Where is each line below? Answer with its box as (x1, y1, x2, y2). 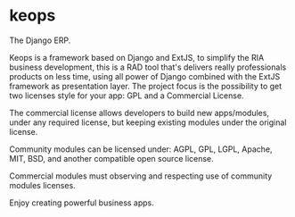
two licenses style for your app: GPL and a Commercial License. (9, 90, 244, 101)
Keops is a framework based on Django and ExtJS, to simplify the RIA (9, 52, 265, 63)
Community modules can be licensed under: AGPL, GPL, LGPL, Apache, (9, 144, 274, 154)
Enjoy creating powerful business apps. (9, 197, 154, 208)
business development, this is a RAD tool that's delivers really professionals (9, 62, 287, 72)
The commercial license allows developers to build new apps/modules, (9, 107, 270, 118)
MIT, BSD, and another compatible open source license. (9, 153, 214, 163)
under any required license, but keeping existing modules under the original (9, 117, 287, 128)
